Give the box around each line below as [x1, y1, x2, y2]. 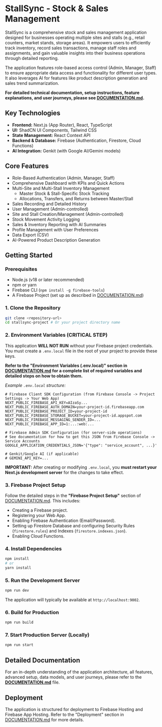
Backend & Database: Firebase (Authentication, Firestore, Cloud [12, 137, 141, 143]
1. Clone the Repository [5, 305, 61, 311]
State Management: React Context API [12, 132, 91, 138]
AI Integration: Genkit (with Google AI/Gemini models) [12, 148, 121, 153]
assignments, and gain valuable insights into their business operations [5, 50, 146, 56]
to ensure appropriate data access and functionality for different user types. [5, 70, 157, 76]
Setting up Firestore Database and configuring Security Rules [12, 522, 135, 529]
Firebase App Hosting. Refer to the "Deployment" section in [5, 711, 124, 717]
